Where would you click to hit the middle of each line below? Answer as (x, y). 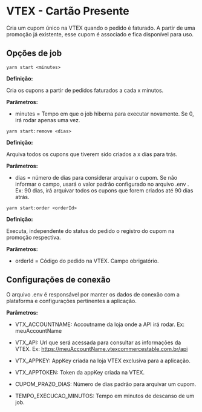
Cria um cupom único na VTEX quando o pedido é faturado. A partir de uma (101, 28)
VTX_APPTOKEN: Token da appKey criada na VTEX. (80, 372)
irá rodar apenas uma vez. (47, 120)
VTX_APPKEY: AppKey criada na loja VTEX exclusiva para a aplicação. (103, 361)
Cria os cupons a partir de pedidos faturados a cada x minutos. (85, 90)
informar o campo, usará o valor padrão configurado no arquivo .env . (102, 184)
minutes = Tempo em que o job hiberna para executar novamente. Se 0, (105, 114)
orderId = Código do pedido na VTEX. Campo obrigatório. (87, 261)
